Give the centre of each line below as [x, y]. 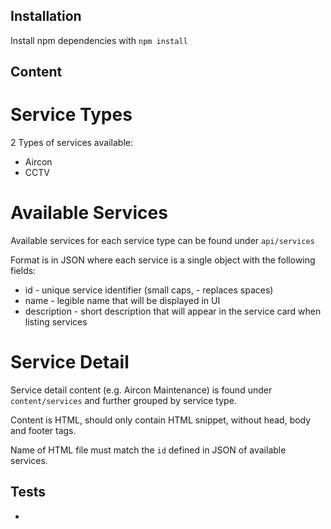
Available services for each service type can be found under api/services [162, 241]
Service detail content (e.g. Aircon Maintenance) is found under [141, 390]
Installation [46, 16]
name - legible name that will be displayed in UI [122, 301]
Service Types [71, 115]
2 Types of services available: [71, 143]
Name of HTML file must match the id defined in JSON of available [148, 450]
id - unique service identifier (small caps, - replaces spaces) [149, 290]
